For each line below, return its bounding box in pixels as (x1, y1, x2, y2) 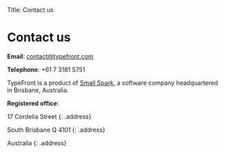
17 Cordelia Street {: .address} (7, 112, 92, 120)
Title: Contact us (7, 6, 54, 14)
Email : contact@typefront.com (7, 52, 94, 60)
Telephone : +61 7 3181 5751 (7, 65, 85, 74)
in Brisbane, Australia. (7, 85, 69, 94)
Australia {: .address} (7, 139, 67, 147)
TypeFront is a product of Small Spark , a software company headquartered (7, 79, 218, 87)
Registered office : (7, 99, 59, 107)
